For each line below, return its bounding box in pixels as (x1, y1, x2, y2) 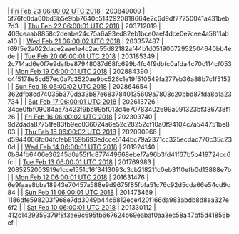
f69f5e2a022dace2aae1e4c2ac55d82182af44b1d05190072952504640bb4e (7, 45, 232, 53)
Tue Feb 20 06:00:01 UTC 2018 (24, 52, 116, 60)
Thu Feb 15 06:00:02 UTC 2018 (24, 128, 116, 136)
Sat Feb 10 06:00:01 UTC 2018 (26, 203, 116, 211)
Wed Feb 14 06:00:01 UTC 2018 (24, 143, 118, 151)
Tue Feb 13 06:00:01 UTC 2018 (22, 158, 113, 166)
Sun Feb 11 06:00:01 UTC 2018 (24, 188, 114, 196)
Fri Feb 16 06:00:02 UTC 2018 (24, 112, 113, 121)
